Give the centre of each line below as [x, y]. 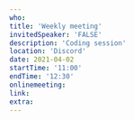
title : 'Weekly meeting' [56, 26]
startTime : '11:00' [46, 69]
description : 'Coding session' [68, 43]
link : [19, 93]
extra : [22, 102]
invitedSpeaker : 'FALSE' [56, 34]
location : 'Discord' [48, 51]
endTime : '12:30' [42, 77]
